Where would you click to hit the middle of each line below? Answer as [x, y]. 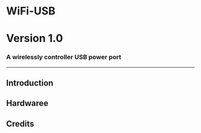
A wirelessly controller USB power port [64, 57]
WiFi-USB [31, 11]
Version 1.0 [35, 39]
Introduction [30, 83]
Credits [20, 124]
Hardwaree [28, 103]
